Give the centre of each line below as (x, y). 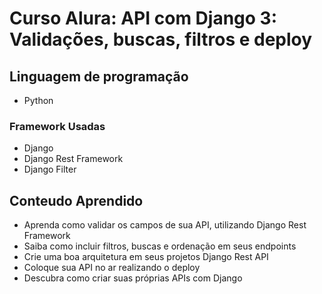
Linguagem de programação (99, 76)
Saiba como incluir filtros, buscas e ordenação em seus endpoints (160, 246)
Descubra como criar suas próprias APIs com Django (133, 278)
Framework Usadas (57, 126)
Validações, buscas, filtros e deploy (161, 39)
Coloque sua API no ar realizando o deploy (112, 268)
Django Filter (50, 169)
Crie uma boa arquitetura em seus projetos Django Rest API (146, 257)
